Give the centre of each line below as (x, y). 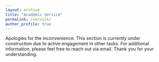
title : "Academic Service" (34, 15)
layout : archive (22, 10)
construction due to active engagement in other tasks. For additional (77, 44)
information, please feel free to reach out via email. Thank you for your (80, 49)
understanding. (21, 54)
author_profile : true (28, 24)
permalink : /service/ (28, 19)
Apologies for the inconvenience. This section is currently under (73, 38)
